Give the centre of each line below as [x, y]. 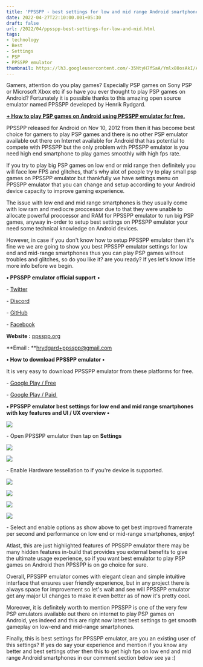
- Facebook [21, 325]
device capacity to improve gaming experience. [66, 191]
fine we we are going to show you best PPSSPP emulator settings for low [97, 247]
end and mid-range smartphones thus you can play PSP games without [95, 253]
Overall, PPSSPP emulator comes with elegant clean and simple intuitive [96, 577]
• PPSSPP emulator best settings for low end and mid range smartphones [100, 406]
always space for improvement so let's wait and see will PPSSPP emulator [98, 590]
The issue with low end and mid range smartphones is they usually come [97, 203]
